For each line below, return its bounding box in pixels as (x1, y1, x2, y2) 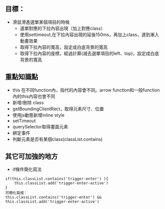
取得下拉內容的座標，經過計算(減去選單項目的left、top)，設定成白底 (19, 50, 159, 56)
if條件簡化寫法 (12, 166, 42, 172)
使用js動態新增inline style (12, 112, 65, 118)
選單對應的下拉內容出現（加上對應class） (19, 25, 105, 31)
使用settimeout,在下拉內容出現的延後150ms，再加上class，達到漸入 (19, 32, 159, 38)
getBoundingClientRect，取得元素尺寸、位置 (12, 106, 104, 112)
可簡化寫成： (5, 190, 28, 195)
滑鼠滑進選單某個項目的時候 (12, 19, 70, 25)
